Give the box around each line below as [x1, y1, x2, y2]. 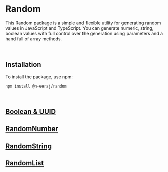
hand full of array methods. [5, 36, 62, 42]
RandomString [5, 142, 52, 150]
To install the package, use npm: [5, 74, 73, 80]
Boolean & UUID [5, 107, 56, 116]
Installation [5, 60, 41, 69]
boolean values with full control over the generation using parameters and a [5, 30, 163, 36]
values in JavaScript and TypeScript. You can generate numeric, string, [5, 25, 154, 31]
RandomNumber [5, 124, 58, 133]
